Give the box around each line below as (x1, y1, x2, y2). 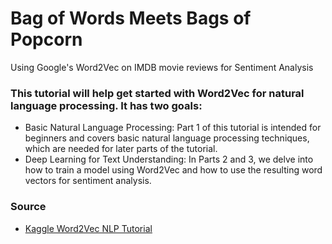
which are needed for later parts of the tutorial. (24, 143, 218, 155)
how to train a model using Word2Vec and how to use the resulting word (24, 164, 323, 176)
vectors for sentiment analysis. (24, 175, 152, 187)
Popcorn (10, 28, 83, 51)
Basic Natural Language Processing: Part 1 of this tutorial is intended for (24, 122, 322, 134)
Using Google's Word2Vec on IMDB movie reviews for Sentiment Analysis (10, 61, 314, 73)
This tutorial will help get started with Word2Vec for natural (10, 86, 305, 100)
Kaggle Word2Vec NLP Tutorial (24, 222, 153, 234)
